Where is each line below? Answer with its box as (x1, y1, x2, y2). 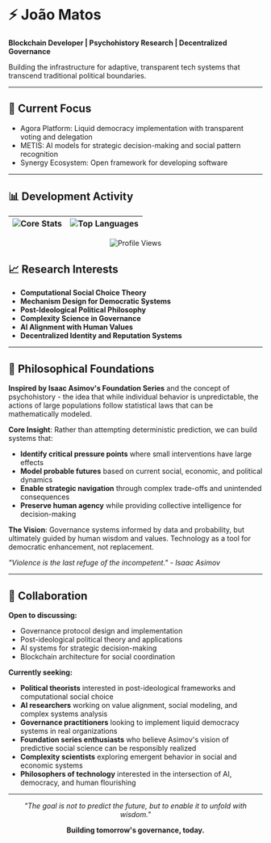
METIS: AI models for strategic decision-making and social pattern (19, 140, 241, 150)
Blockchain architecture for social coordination (19, 652, 176, 661)
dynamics (19, 475, 53, 485)
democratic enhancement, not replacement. (8, 542, 155, 552)
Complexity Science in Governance (19, 314, 141, 324)
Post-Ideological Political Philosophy (19, 305, 147, 315)
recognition (19, 149, 59, 159)
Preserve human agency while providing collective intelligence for (19, 501, 242, 510)
